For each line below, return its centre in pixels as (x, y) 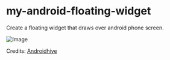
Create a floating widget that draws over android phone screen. (85, 28)
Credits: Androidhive (32, 51)
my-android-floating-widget (79, 11)
